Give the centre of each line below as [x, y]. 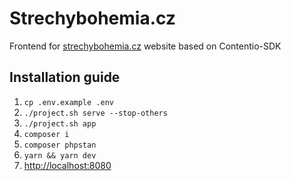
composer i [46, 134]
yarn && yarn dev [60, 155]
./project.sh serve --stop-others [95, 113]
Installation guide [65, 77]
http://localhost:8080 [67, 165]
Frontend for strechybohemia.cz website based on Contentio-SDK [145, 46]
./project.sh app [60, 123]
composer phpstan [60, 145]
